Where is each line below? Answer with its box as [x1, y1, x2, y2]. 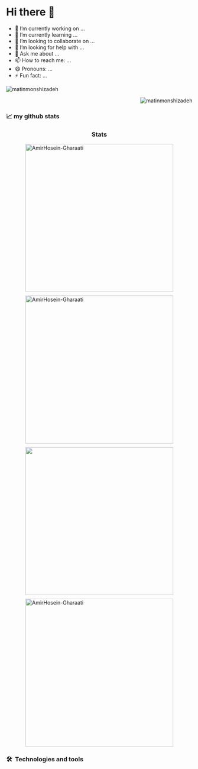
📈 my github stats [6, 112, 60, 120]
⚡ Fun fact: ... [14, 72, 47, 79]
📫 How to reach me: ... [14, 56, 72, 64]
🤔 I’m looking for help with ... [14, 44, 85, 51]
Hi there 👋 [6, 5, 55, 19]
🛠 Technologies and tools [6, 755, 84, 764]
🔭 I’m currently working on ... [14, 25, 85, 32]
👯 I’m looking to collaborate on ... [14, 37, 95, 44]
